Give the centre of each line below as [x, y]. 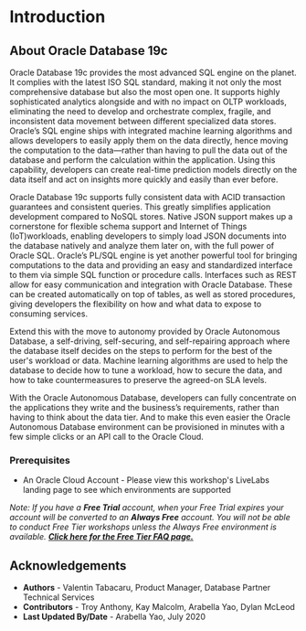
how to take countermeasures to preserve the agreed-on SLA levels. [138, 380]
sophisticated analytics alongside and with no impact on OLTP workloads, [148, 102]
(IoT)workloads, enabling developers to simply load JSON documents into [148, 236]
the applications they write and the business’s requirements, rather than [144, 407]
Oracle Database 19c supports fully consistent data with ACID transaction [148, 197]
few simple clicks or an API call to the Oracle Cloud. [106, 437]
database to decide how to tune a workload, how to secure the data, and [146, 370]
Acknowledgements [68, 566]
